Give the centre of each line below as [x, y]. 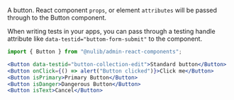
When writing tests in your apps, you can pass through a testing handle [111, 31]
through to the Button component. [57, 18]
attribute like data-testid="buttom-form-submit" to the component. [105, 39]
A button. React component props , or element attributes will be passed [112, 10]
